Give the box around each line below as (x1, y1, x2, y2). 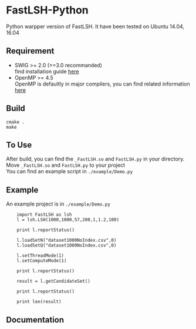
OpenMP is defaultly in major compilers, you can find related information (14, 80, 190, 87)
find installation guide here (14, 68, 79, 75)
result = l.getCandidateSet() (16, 279, 91, 285)
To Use (6, 140, 32, 150)
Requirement (6, 46, 55, 56)
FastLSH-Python (6, 4, 89, 17)
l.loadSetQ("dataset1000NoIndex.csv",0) (16, 242, 117, 249)
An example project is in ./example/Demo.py (6, 200, 110, 208)
